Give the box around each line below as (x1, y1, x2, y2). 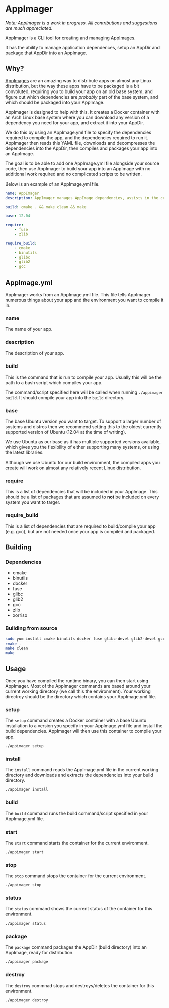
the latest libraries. (5, 449, 44, 455)
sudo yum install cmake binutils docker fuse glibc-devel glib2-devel (5, 636, 156, 642)
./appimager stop (5, 883, 42, 888)
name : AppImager (5, 191, 39, 196)
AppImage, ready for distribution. (5, 950, 74, 956)
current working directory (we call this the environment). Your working (5, 688, 151, 694)
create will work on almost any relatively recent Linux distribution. (5, 465, 141, 471)
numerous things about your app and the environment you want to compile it (5, 297, 164, 303)
